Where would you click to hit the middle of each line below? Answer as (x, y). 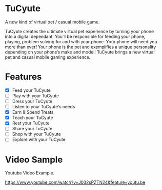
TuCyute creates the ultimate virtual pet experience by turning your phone (80, 31)
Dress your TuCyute (32, 101)
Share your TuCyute (32, 129)
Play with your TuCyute (35, 96)
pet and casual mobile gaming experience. (48, 57)
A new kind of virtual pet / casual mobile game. (52, 22)
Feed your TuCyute (31, 90)
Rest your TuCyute (31, 123)
